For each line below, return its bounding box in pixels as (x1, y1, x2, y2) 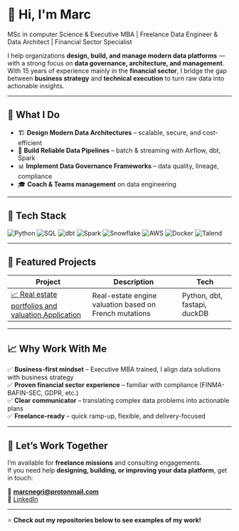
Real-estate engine (92, 290, 157, 300)
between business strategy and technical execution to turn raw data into (7, 74, 225, 83)
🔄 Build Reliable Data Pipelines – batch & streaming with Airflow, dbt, (17, 146, 221, 154)
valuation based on (92, 299, 156, 309)
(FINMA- (199, 381, 225, 389)
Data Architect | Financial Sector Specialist (7, 37, 133, 46)
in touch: (7, 473, 33, 482)
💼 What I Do (7, 109, 60, 121)
